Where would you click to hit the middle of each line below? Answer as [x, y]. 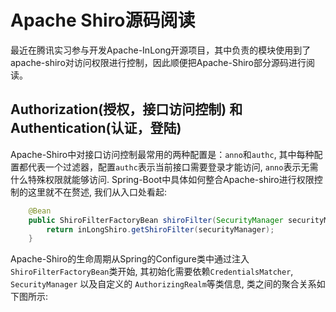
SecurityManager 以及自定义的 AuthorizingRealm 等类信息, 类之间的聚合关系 [163, 284]
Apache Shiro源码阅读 [103, 20]
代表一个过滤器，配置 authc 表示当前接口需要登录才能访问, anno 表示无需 [173, 167]
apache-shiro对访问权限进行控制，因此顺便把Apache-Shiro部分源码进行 [158, 62]
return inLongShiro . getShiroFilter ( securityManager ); [160, 229]
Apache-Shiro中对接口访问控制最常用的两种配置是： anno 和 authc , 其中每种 [162, 154]
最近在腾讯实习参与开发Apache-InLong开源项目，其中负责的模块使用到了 [161, 50]
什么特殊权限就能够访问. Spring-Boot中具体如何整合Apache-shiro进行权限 [162, 179]
